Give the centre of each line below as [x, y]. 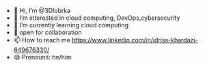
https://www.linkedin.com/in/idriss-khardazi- [135, 40]
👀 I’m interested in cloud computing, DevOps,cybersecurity [97, 18]
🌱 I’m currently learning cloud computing [71, 25]
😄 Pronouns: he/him [42, 57]
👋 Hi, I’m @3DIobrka [42, 11]
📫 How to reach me [42, 40]
